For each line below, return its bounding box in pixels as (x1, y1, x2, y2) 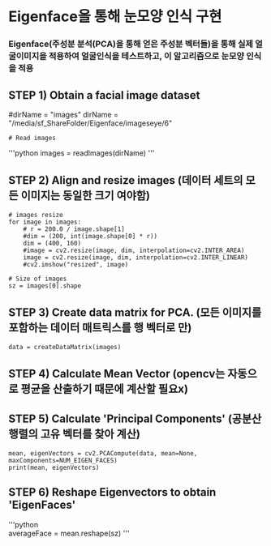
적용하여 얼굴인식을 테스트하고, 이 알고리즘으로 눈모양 (48, 50, 245, 62)
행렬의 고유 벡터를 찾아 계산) (8, 427, 140, 441)
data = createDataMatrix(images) (8, 343, 122, 351)
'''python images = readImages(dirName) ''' (8, 147, 155, 158)
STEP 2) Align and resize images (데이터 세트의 (8, 173, 243, 187)
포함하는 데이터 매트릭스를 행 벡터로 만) (8, 321, 192, 335)
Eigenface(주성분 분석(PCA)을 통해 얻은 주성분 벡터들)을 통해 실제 (8, 38, 254, 49)
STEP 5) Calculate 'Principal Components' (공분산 (8, 412, 262, 426)
